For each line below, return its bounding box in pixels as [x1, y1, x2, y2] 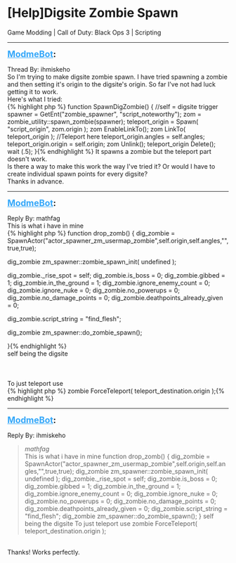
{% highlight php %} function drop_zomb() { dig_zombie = [7, 228, 176, 237]
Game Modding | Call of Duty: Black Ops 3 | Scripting [7, 28, 162, 37]
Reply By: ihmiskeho [7, 431, 66, 439]
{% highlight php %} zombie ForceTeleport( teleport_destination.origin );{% [7, 387, 225, 395]
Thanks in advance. [7, 177, 65, 186]
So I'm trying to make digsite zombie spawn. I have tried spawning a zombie [7, 72, 228, 81]
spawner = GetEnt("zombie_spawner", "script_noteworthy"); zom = [7, 110, 202, 118]
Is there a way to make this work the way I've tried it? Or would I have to [7, 162, 216, 170]
